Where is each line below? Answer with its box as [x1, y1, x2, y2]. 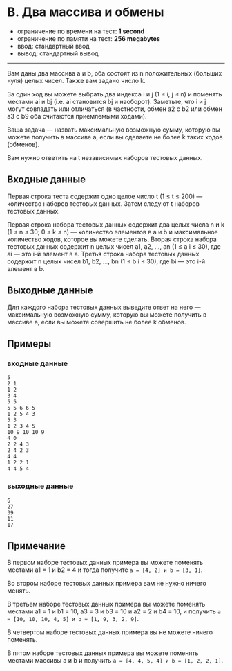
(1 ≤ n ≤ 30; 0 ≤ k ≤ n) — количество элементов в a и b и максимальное [7, 227, 219, 236]
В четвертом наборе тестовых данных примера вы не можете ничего [7, 628, 213, 636]
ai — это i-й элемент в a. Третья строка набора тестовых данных [7, 250, 200, 258]
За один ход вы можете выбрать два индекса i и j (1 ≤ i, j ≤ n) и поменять [7, 89, 222, 98]
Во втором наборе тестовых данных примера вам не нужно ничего [7, 579, 207, 588]
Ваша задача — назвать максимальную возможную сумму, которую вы [7, 125, 220, 134]
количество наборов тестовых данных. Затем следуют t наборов [7, 199, 200, 208]
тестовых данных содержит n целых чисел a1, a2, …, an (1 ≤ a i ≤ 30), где [7, 242, 221, 250]
